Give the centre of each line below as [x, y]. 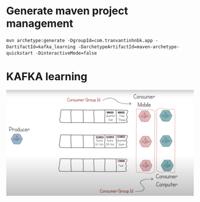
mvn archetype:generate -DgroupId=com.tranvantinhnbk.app [79, 40]
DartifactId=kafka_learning [41, 47]
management [40, 23]
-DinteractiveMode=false [66, 53]
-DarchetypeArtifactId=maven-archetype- [129, 47]
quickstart [20, 53]
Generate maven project [67, 11]
